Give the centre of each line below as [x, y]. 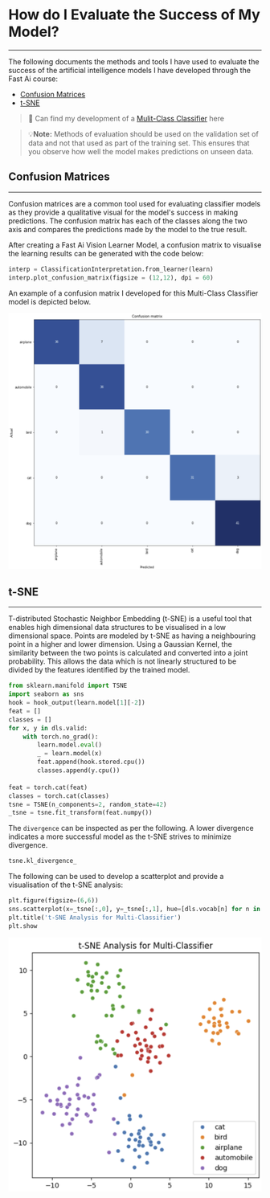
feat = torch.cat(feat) [48, 787]
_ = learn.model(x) [70, 754]
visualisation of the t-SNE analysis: [66, 885]
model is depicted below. [49, 301]
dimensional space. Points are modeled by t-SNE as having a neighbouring [132, 636]
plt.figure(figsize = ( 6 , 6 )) [53, 901]
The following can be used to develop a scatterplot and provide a [116, 877]
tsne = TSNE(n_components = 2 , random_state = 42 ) [88, 804]
